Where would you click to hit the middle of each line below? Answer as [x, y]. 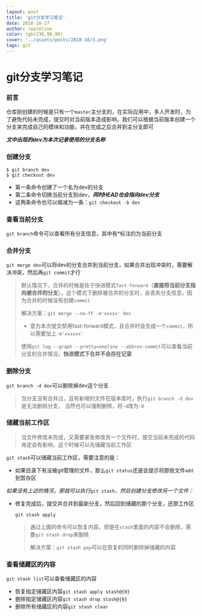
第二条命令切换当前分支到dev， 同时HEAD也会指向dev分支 [87, 194]
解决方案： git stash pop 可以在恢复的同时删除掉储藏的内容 [103, 547]
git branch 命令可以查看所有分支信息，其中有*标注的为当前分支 [84, 233]
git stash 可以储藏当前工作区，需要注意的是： [63, 457]
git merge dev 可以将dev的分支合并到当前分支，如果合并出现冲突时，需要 [97, 265]
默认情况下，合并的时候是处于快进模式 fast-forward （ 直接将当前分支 [106, 285]
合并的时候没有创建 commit [58, 300]
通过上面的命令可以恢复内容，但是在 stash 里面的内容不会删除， [108, 527]
